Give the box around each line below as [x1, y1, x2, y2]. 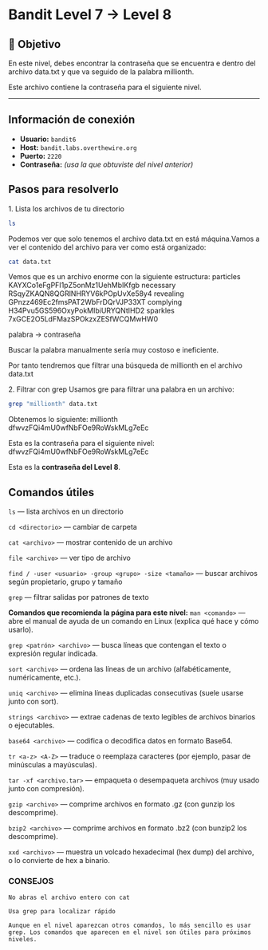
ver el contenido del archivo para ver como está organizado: [8, 242, 207, 252]
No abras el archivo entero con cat [8, 893, 130, 902]
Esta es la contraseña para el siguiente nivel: [8, 439, 155, 448]
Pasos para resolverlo [8, 183, 120, 196]
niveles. [8, 936, 37, 944]
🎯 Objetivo [8, 37, 61, 51]
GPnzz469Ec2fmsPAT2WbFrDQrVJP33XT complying [8, 298, 183, 307]
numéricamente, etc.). [8, 672, 81, 683]
